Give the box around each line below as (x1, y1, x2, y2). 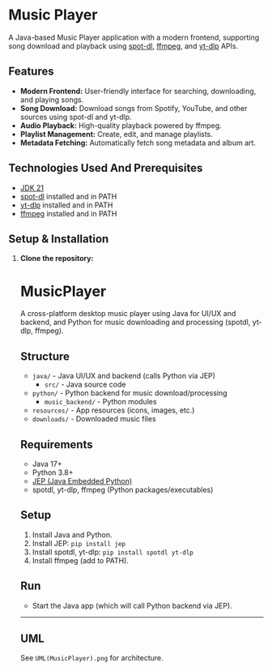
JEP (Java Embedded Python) (32, 476, 133, 485)
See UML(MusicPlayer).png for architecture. (19, 653, 164, 663)
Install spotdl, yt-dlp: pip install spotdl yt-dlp (32, 547, 194, 557)
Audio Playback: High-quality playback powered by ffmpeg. (19, 120, 223, 130)
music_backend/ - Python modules (44, 397, 157, 407)
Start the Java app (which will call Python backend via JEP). (32, 600, 232, 610)
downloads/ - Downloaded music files (32, 414, 156, 424)
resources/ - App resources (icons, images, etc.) (32, 405, 195, 415)
